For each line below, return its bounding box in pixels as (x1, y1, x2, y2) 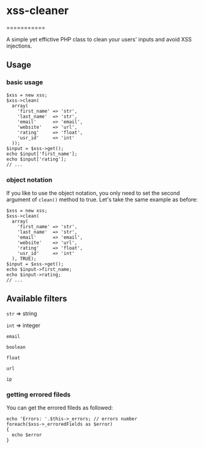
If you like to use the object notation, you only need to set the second (6, 189, 180, 196)
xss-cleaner (6, 4, 69, 18)
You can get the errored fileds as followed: (6, 404, 113, 412)
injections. (6, 42, 32, 49)
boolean (6, 344, 26, 350)
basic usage (6, 78, 43, 87)
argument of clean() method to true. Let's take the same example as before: (6, 196, 198, 203)
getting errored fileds (6, 390, 71, 398)
